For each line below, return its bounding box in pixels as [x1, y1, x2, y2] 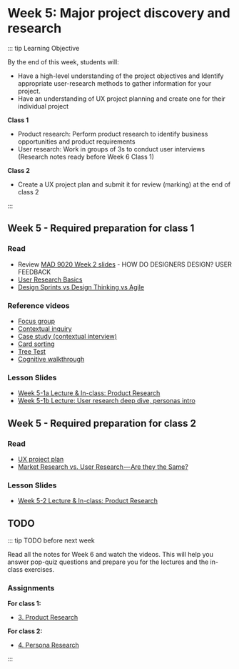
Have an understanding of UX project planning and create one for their [17, 94, 226, 103]
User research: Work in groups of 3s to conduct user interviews [17, 144, 205, 153]
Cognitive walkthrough [17, 355, 85, 363]
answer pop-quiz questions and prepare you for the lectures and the [7, 557, 209, 566]
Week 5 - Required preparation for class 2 [7, 417, 197, 430]
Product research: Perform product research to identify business [17, 129, 208, 138]
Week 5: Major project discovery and [7, 5, 230, 21]
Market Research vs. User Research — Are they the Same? [17, 462, 189, 471]
